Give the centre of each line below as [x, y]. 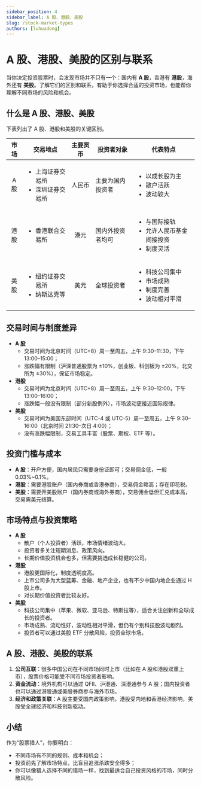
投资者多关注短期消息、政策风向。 [66, 551]
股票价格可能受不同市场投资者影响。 [73, 676]
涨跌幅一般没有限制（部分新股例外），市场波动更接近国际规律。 [101, 403]
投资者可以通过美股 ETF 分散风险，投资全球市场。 [85, 633]
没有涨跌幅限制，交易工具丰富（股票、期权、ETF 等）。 [91, 433]
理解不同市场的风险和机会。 [40, 93]
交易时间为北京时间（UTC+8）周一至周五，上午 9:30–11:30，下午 [104, 351]
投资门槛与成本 [34, 454]
